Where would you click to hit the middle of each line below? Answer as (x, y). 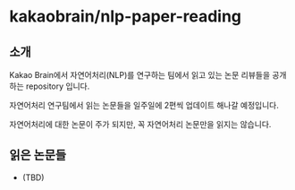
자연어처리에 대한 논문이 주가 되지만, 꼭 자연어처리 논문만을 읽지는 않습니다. (140, 124)
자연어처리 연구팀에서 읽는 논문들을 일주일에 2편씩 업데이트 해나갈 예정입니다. (144, 105)
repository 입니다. (58, 86)
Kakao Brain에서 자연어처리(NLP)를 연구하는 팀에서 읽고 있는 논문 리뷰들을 (140, 75)
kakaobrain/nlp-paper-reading (126, 17)
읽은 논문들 (38, 155)
